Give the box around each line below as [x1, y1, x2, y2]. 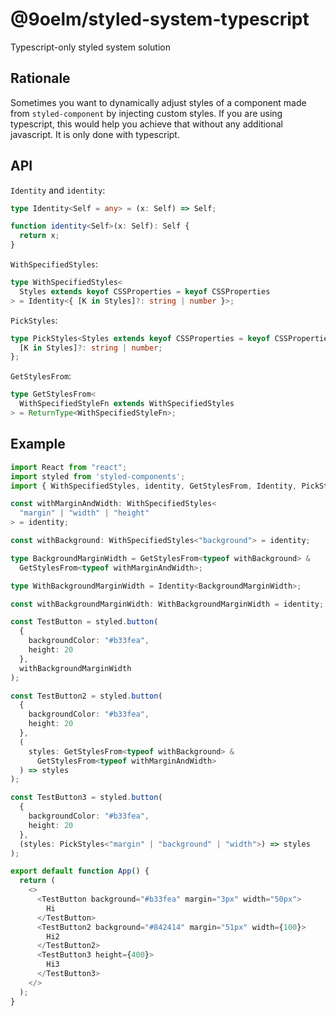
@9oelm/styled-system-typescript [10, 8, 310, 31]
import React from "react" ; [10, 462, 128, 472]
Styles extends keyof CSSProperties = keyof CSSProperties [19, 286, 271, 297]
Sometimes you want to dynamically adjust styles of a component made [10, 96, 307, 108]
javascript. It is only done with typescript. [10, 128, 180, 140]
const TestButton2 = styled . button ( [10, 691, 163, 701]
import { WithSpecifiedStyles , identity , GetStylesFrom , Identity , [10, 481, 298, 491]
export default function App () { [10, 866, 150, 877]
